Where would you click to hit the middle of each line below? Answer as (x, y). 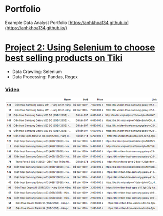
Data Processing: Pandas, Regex (45, 76)
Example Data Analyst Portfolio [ (38, 23)
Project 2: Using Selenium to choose (80, 48)
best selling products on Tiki (64, 58)
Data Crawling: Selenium (37, 72)
